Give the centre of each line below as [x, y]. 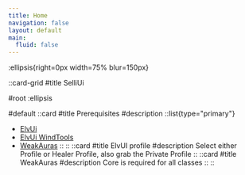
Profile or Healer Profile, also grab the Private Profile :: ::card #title [128, 154]
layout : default [35, 30]
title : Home [28, 15]
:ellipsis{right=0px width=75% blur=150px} [79, 67]
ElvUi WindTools [47, 137]
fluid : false [37, 45]
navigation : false [39, 23]
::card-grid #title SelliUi [47, 83]
